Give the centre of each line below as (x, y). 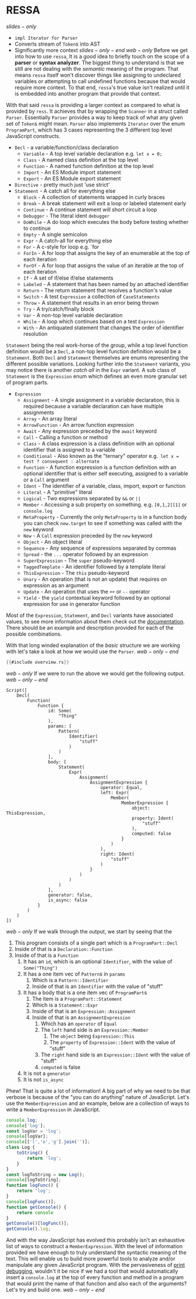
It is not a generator (47, 1073)
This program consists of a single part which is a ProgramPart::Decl (96, 943)
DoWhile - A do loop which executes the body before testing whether (106, 222)
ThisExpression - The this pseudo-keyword (76, 573)
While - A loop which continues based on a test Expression (94, 321)
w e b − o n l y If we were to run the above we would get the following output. (96, 673)
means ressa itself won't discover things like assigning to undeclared (98, 75)
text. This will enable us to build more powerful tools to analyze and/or (91, 1259)
